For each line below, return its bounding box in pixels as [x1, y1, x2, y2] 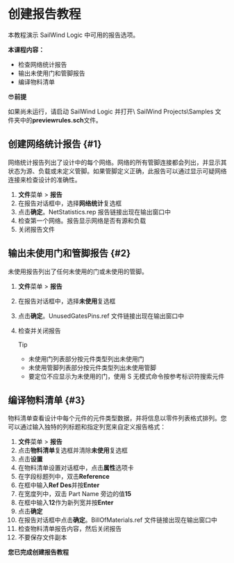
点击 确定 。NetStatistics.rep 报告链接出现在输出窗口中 [17, 207, 172, 216]
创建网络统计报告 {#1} [8, 138, 102, 150]
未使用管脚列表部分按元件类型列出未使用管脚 [28, 363, 157, 372]
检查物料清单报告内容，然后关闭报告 [17, 525, 122, 533]
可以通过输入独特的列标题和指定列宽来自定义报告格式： [8, 422, 166, 431]
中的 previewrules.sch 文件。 [19, 116, 103, 124]
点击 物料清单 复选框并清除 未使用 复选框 [17, 446, 128, 454]
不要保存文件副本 [17, 533, 67, 541]
